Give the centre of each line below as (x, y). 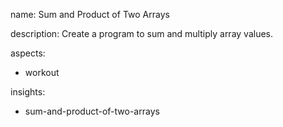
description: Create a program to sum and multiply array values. (142, 33)
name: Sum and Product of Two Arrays (90, 14)
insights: (28, 92)
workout (42, 72)
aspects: (28, 53)
